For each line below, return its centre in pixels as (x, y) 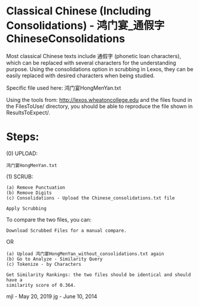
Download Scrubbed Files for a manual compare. (67, 231)
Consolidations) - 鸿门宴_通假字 (85, 26)
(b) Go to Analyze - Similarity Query (54, 259)
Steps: (23, 137)
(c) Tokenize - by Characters (44, 264)
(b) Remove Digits (29, 193)
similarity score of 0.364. (41, 285)
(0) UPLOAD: (22, 153)
